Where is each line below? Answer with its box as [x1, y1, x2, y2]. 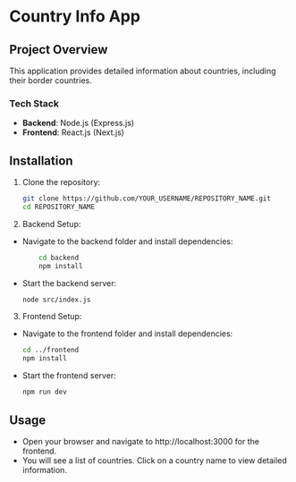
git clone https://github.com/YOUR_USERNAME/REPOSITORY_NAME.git [21, 194, 271, 203]
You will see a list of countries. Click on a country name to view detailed [21, 454, 288, 466]
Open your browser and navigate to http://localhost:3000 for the [21, 435, 259, 446]
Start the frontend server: [21, 370, 116, 381]
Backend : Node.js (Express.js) [21, 118, 135, 129]
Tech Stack [9, 97, 60, 109]
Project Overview [9, 42, 108, 57]
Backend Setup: [21, 218, 81, 229]
